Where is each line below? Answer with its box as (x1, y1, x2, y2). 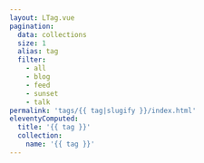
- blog (25, 72, 51, 81)
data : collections (17, 30, 88, 39)
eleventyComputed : (9, 114, 79, 123)
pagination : (9, 22, 54, 31)
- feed (25, 81, 51, 90)
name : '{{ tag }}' (25, 139, 95, 149)
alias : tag (17, 47, 59, 56)
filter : (17, 55, 47, 64)
